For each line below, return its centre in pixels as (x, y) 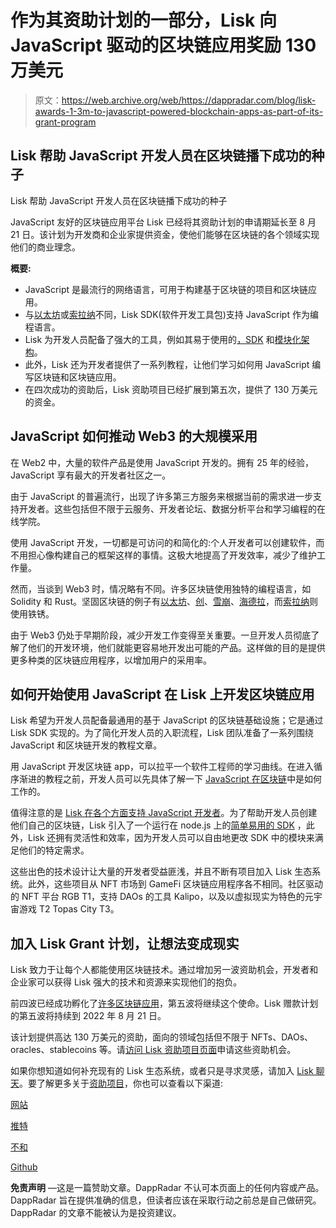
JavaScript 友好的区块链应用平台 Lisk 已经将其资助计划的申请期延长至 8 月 (163, 222)
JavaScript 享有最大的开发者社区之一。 (91, 475)
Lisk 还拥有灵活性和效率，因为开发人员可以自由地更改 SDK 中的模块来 (171, 838)
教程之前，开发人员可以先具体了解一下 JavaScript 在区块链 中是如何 (183, 779)
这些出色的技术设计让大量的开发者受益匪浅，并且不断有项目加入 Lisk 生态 (161, 872)
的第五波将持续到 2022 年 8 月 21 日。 (88, 1016)
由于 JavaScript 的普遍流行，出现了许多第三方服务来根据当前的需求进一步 (162, 496)
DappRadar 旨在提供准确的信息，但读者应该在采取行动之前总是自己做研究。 (166, 1200)
